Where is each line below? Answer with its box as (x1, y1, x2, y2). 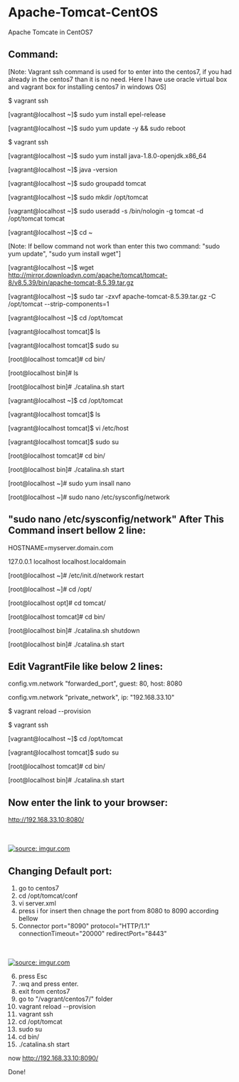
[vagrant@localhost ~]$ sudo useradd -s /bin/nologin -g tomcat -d (8, 206, 203, 215)
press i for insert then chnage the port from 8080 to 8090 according (18, 907, 219, 915)
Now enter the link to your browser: (8, 797, 169, 809)
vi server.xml (18, 899, 56, 908)
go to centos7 (18, 884, 60, 892)
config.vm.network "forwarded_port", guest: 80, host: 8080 (8, 679, 183, 688)
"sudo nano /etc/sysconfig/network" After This (8, 513, 225, 525)
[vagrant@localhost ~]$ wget (8, 263, 95, 271)
